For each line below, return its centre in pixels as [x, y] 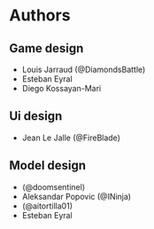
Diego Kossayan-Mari [62, 88]
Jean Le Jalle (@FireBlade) [71, 138]
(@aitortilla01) [47, 206]
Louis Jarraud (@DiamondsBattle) [84, 69]
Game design [46, 48]
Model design [48, 166]
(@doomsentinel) [54, 186]
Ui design [36, 116]
